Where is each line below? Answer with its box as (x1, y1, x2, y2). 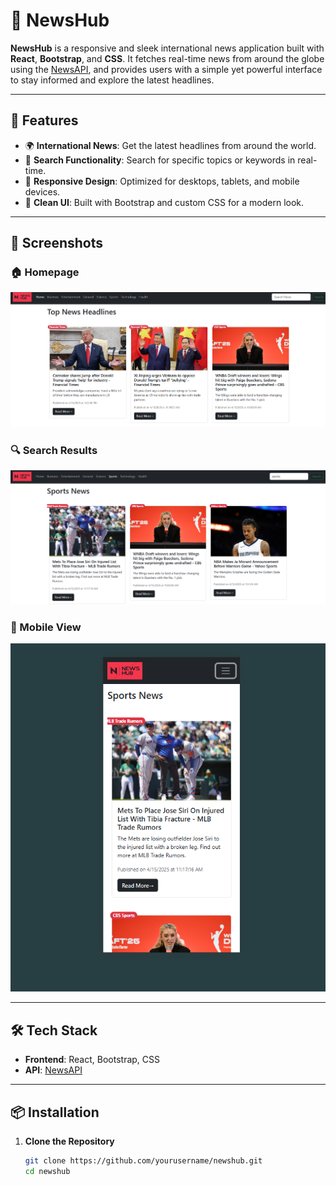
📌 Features (10, 112, 79, 129)
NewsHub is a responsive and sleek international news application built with (10, 42, 325, 54)
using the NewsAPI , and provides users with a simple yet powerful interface (10, 63, 323, 75)
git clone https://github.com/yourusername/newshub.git (24, 1155, 263, 1166)
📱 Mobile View (10, 620, 82, 634)
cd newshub (24, 1166, 71, 1176)
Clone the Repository (24, 1135, 115, 1147)
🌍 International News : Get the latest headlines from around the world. (24, 139, 317, 151)
